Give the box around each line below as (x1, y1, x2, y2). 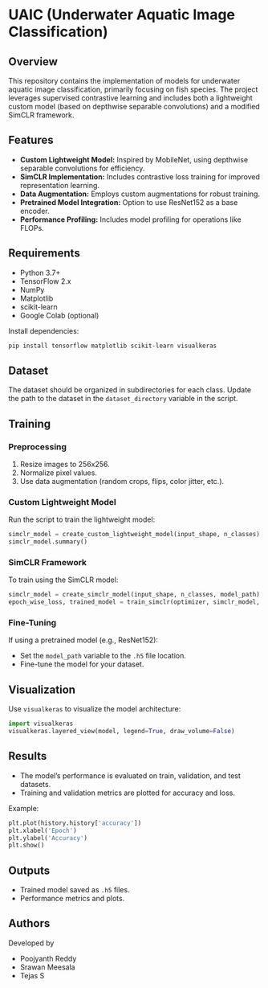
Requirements (8, 247, 80, 260)
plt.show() (8, 842, 45, 850)
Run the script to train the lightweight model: (8, 514, 156, 524)
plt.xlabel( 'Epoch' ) (8, 826, 78, 834)
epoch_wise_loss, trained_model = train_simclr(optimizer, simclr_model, (8, 598, 261, 606)
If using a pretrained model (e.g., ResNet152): (8, 635, 159, 645)
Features (8, 133, 54, 147)
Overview (8, 55, 59, 68)
